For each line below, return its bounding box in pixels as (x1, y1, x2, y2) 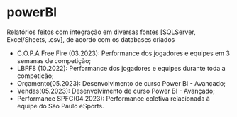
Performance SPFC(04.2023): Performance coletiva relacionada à (16, 94, 210, 103)
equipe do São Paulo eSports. (16, 101, 104, 110)
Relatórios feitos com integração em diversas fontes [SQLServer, (6, 28, 196, 36)
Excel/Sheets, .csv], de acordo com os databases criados (6, 35, 175, 43)
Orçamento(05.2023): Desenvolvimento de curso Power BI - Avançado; (16, 79, 226, 87)
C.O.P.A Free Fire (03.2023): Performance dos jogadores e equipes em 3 (16, 49, 230, 57)
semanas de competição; (16, 56, 92, 65)
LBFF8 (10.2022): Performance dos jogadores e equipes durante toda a (16, 64, 226, 72)
